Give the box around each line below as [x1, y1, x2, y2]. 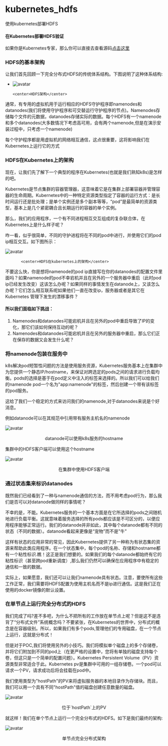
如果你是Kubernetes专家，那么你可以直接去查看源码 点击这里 [5, 45, 130, 51]
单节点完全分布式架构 [62, 735, 106, 741]
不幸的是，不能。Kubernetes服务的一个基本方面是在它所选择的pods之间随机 [5, 509, 162, 515]
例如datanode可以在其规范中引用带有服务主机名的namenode [5, 415, 130, 421]
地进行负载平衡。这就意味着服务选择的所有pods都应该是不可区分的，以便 [5, 515, 156, 521]
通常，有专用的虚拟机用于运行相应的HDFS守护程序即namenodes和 [5, 101, 142, 107]
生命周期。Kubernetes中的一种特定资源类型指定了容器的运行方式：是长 [13, 192, 160, 198]
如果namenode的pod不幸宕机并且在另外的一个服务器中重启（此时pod [18, 274, 161, 280]
